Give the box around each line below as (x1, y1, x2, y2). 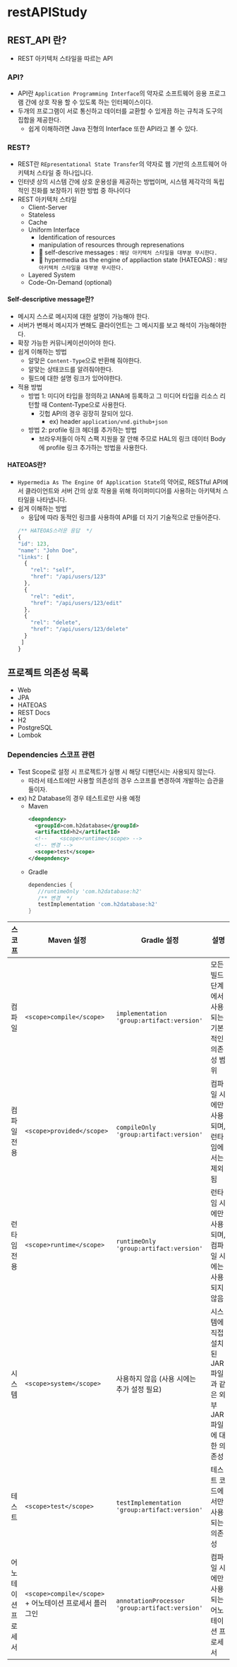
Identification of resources (38, 232, 116, 241)
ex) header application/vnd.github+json (49, 417, 168, 425)
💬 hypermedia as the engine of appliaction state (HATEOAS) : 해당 (38, 255, 228, 264)
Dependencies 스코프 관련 (7, 750, 95, 760)
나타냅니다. (36, 495, 67, 504)
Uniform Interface (28, 225, 80, 234)
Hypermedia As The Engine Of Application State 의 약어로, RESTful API (17, 478, 223, 486)
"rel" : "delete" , (30, 619, 82, 626)
